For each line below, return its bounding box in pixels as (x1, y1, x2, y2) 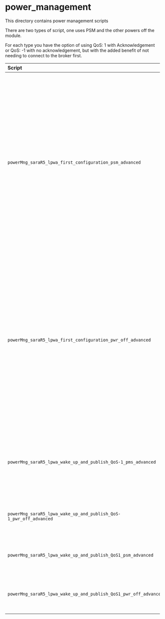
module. (5, 33, 22, 38)
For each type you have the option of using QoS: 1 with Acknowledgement (5, 42, 155, 48)
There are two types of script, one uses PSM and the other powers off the (5, 27, 155, 33)
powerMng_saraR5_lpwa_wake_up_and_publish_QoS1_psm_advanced (7, 552, 154, 558)
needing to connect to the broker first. (5, 52, 82, 58)
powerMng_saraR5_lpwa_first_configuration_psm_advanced (7, 159, 141, 165)
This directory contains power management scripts (5, 18, 109, 24)
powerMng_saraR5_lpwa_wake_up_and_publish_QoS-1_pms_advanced (7, 459, 156, 465)
